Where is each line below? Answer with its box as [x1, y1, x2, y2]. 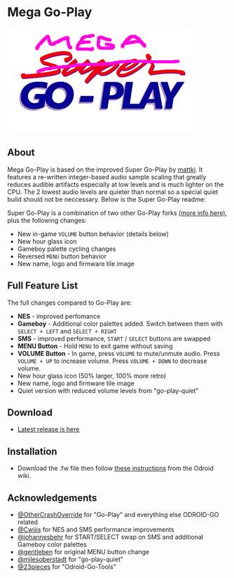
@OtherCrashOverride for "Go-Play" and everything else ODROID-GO [17, 511, 219, 518]
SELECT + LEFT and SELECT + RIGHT [17, 326, 117, 335]
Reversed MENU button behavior [17, 252, 107, 260]
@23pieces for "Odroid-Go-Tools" [17, 563, 117, 571]
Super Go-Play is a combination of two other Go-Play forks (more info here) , [7, 208, 228, 217]
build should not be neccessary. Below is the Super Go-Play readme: [7, 195, 206, 203]
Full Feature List [7, 280, 78, 291]
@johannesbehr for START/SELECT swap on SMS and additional [17, 533, 203, 541]
